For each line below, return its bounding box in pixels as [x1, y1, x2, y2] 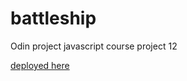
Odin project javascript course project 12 [10, 40, 178, 52]
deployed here [10, 59, 70, 71]
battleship [10, 7, 97, 30]
